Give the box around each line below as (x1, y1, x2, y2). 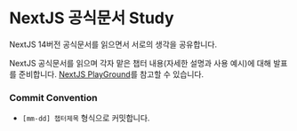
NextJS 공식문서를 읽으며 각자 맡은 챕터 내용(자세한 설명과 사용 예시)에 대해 (9, 58, 271, 68)
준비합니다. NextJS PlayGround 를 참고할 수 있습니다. (18, 68, 205, 80)
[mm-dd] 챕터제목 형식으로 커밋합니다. (21, 112, 150, 124)
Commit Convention (9, 91, 98, 104)
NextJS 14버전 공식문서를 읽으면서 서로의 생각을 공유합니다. (9, 39, 218, 50)
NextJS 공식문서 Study (9, 8, 175, 28)
